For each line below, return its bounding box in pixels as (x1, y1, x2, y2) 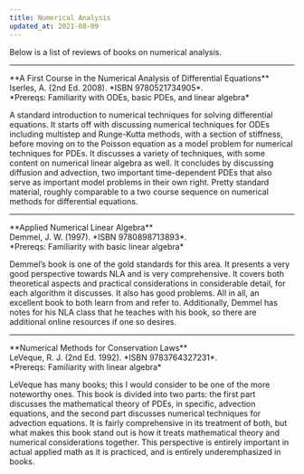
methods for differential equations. (9, 195, 138, 206)
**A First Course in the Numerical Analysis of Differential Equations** (9, 72, 270, 83)
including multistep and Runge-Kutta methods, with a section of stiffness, (9, 128, 283, 139)
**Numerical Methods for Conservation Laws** (9, 342, 188, 353)
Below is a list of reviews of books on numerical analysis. (9, 46, 222, 57)
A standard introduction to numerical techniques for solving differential (9, 109, 273, 120)
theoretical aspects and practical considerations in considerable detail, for (9, 278, 286, 289)
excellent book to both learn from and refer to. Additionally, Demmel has (9, 297, 279, 308)
